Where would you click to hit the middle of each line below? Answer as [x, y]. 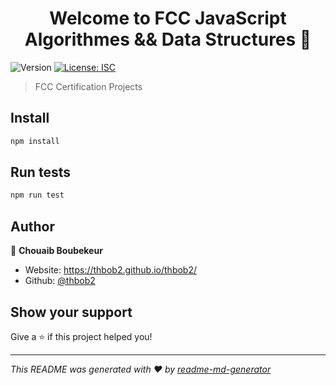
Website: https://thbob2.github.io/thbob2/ [111, 270]
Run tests [40, 172]
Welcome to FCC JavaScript [168, 18]
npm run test [37, 195]
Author [32, 226]
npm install [35, 141]
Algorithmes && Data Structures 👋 [168, 39]
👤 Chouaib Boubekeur [56, 251]
